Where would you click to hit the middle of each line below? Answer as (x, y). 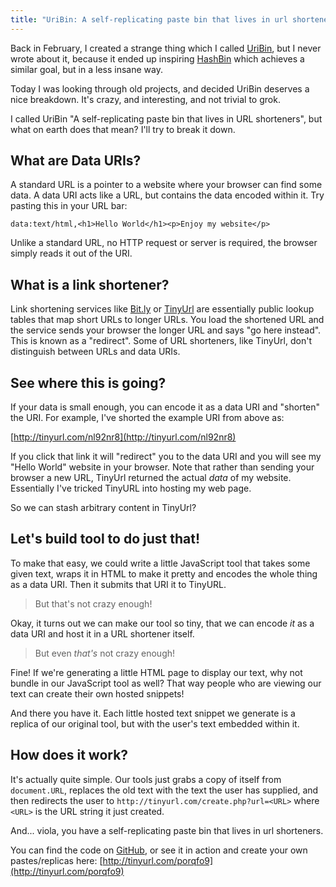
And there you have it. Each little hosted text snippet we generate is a (153, 713)
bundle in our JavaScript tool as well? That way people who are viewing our (166, 683)
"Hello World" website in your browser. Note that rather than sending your (162, 467)
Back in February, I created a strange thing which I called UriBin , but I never (166, 48)
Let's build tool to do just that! (105, 539)
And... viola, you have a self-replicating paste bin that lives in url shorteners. (167, 830)
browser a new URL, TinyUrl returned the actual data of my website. (151, 478)
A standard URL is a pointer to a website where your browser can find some (166, 185)
